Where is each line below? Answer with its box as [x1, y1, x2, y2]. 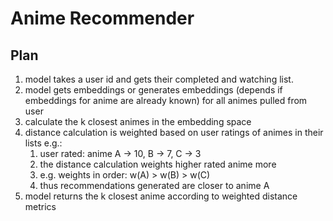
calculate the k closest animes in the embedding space [24, 116, 252, 127]
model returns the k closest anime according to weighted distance [24, 190, 298, 202]
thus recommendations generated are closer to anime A [39, 180, 270, 191]
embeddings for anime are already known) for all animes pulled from [24, 95, 308, 106]
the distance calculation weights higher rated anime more [39, 158, 277, 170]
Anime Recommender [10, 7, 195, 30]
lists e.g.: [24, 137, 63, 149]
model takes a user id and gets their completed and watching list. [24, 73, 294, 85]
